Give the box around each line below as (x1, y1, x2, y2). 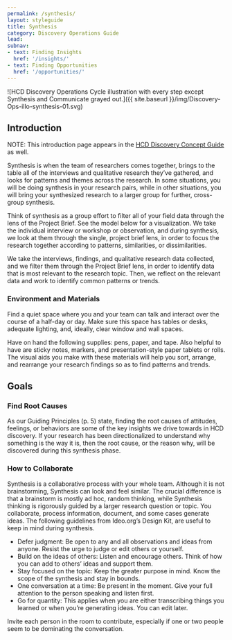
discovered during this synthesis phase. (7, 446, 121, 455)
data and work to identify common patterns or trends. (7, 277, 161, 285)
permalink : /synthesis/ (7, 10, 76, 17)
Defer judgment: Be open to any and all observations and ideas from (17, 537, 213, 546)
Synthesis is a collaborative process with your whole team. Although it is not (7, 480, 225, 488)
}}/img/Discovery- (169, 94, 221, 103)
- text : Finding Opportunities (7, 62, 98, 69)
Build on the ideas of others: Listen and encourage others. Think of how (17, 552, 223, 560)
